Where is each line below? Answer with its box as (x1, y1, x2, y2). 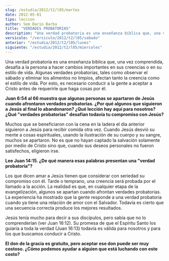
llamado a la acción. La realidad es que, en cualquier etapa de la (5, 183, 138, 189)
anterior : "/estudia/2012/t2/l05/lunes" (5, 40, 92, 45)
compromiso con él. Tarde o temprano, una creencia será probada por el (5, 178, 156, 184)
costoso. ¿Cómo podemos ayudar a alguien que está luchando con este (5, 245, 158, 252)
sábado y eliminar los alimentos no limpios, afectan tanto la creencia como (5, 75, 160, 81)
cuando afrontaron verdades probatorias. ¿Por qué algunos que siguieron (5, 100, 162, 106)
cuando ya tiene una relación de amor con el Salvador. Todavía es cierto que (5, 200, 164, 206)
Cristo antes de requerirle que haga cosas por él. (5, 85, 107, 91)
